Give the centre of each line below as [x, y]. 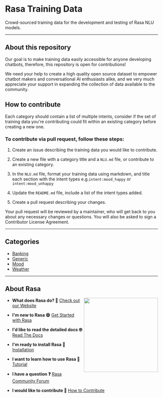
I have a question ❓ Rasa [37, 374]
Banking [20, 253]
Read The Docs [27, 335]
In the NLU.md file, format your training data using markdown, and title [81, 174]
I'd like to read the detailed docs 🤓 [47, 330]
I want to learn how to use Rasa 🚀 [46, 359]
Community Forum [31, 381]
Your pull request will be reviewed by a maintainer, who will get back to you [80, 211]
